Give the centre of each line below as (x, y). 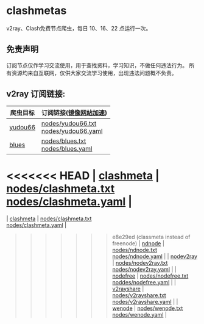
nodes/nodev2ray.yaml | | (144, 269)
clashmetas (37, 11)
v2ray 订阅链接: (36, 94)
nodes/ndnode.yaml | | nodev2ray (155, 256)
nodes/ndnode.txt (135, 250)
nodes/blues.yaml (67, 148)
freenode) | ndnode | (138, 243)
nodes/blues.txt (64, 141)
